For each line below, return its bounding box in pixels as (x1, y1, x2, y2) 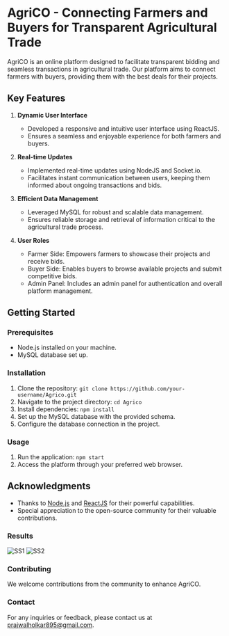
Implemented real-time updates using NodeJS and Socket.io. (27, 166, 203, 175)
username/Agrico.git (17, 391, 77, 398)
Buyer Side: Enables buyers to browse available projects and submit (27, 264, 222, 273)
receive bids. (27, 257, 65, 265)
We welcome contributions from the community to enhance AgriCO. (7, 580, 201, 589)
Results (7, 531, 33, 541)
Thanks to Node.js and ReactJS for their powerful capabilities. (17, 499, 195, 507)
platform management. (27, 287, 93, 295)
